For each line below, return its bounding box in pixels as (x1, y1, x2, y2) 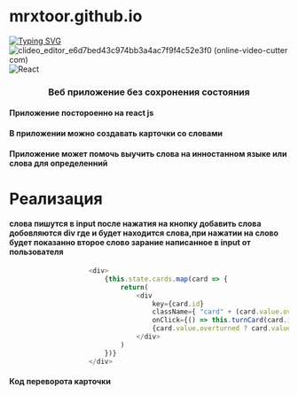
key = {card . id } (152, 299, 204, 308)
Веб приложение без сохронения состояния (48, 86, 250, 98)
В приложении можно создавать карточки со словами (9, 128, 223, 139)
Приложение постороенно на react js (9, 108, 154, 119)
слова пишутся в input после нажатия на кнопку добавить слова (9, 219, 262, 229)
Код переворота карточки (9, 376, 111, 387)
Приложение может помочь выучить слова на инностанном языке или (9, 148, 287, 159)
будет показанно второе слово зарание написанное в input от (9, 237, 251, 248)
